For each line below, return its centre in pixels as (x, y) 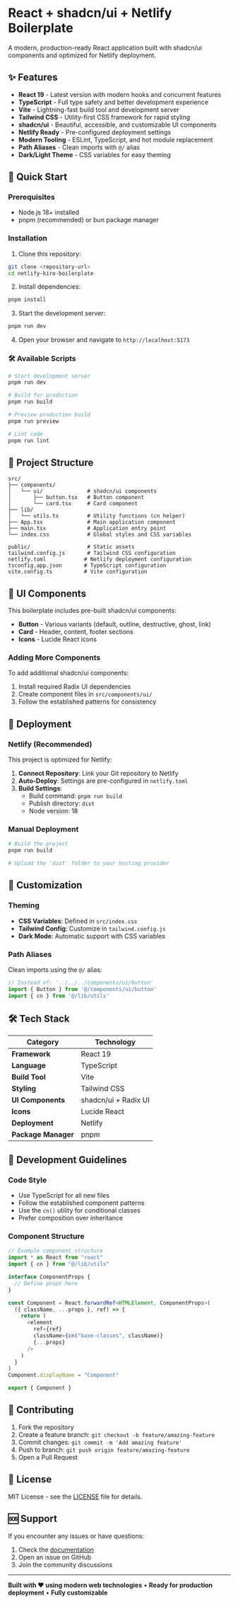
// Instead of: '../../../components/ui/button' (81, 983)
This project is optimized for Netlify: (60, 760)
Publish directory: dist (61, 803)
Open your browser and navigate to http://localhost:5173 (104, 340)
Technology (115, 1042)
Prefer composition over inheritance (70, 1218)
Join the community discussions (65, 1564)
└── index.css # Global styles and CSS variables (100, 535)
